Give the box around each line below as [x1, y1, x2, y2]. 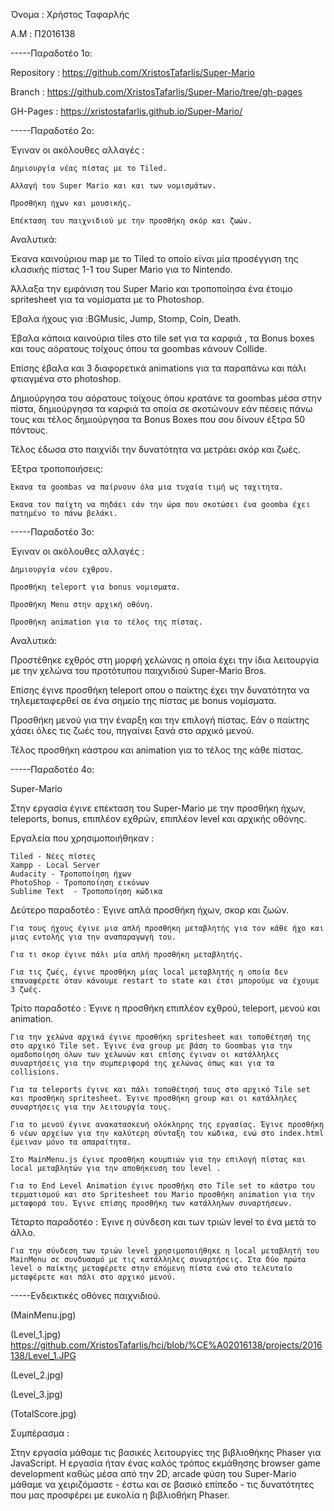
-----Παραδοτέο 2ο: [10, 125, 95, 136]
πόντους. [10, 424, 48, 436]
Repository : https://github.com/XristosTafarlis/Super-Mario [10, 67, 255, 78]
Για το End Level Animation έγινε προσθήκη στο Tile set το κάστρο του [10, 1181, 315, 1191]
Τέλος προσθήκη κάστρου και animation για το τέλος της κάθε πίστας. [10, 744, 304, 756]
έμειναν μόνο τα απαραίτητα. [10, 1137, 132, 1147]
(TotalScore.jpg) [10, 1408, 77, 1419]
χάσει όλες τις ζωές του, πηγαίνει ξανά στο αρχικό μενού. [10, 725, 255, 736]
